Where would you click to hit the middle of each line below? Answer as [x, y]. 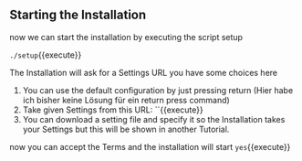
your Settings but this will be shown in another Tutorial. [126, 129]
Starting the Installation [78, 15]
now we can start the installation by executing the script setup [126, 37]
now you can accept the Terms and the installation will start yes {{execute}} [150, 146]
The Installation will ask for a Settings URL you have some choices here [144, 72]
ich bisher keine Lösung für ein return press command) [126, 100]
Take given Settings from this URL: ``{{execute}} [113, 110]
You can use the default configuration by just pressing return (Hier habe [158, 90]
